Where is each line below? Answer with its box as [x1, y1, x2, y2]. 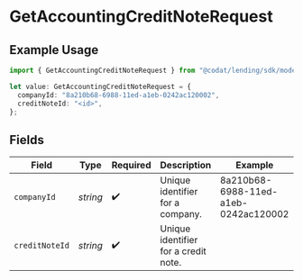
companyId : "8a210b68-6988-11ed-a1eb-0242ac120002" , [17, 90, 220, 100]
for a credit [160, 245, 207, 257]
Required [111, 159, 151, 172]
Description [160, 159, 212, 172]
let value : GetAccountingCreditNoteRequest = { [9, 82, 192, 91]
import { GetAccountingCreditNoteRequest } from [9, 66, 196, 75]
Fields [9, 132, 45, 148]
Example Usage [9, 42, 99, 58]
